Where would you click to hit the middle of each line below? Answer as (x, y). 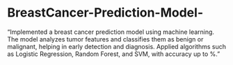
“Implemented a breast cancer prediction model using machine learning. (111, 32)
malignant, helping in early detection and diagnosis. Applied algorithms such (117, 46)
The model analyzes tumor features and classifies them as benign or (105, 39)
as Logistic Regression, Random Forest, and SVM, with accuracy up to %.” (114, 54)
